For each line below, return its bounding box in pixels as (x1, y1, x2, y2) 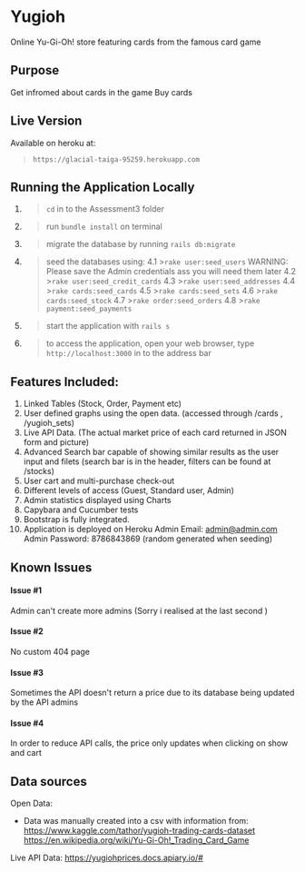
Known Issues (10, 560, 93, 575)
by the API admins (10, 697, 79, 708)
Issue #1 (10, 585, 43, 596)
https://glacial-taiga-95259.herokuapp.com (32, 154, 201, 164)
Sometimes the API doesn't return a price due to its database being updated (10, 688, 295, 699)
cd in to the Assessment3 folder (45, 203, 164, 214)
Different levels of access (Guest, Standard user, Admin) (23, 485, 234, 496)
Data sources (10, 774, 87, 789)
